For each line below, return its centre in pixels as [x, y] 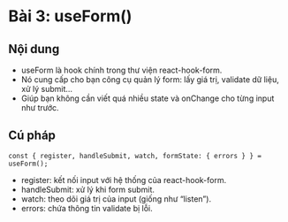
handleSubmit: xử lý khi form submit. [88, 189]
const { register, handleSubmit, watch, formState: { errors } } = [135, 156]
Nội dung [34, 49]
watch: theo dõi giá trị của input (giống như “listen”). [116, 199]
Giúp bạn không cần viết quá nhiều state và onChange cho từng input [148, 98]
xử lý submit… [46, 89]
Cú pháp [32, 136]
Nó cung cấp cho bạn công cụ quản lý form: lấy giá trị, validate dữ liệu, [150, 80]
